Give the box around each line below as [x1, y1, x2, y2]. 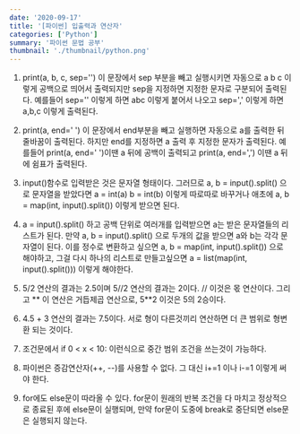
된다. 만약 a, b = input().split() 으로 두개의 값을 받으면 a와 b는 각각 [46, 230, 279, 241]
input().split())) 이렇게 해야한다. [21, 264, 133, 274]
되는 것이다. [31, 325, 73, 335]
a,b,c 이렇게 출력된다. [21, 106, 99, 117]
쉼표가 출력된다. [31, 159, 88, 169]
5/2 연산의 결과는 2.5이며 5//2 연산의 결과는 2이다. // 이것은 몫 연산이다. [21, 283, 275, 294]
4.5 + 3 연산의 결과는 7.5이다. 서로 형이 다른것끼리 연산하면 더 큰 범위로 [21, 313, 271, 324]
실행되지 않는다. [31, 415, 88, 426]
